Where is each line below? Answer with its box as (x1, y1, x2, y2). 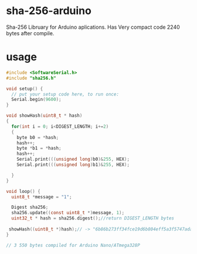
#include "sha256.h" (6, 75, 57, 81)
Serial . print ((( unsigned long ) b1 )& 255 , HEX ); (16, 162, 130, 168)
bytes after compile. (6, 29, 55, 36)
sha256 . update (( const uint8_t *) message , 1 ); (11, 210, 125, 216)
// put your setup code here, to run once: (11, 91, 119, 97)
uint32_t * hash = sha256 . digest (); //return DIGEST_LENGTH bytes (11, 215, 175, 221)
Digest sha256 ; (11, 204, 49, 211)
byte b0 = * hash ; (16, 134, 59, 140)
